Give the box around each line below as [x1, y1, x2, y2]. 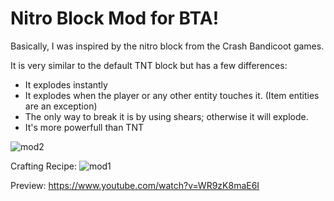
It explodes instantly [24, 78, 108, 91]
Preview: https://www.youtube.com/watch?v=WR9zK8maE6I [10, 179, 260, 191]
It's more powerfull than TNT [24, 121, 144, 133]
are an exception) [24, 100, 98, 112]
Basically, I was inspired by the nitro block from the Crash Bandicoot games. [10, 40, 325, 52]
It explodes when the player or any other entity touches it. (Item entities [24, 89, 320, 101]
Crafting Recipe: [10, 160, 77, 172]
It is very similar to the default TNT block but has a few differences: [10, 59, 288, 71]
